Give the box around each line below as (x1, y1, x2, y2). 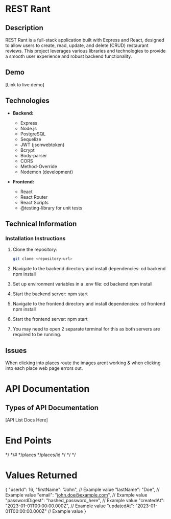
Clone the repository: (12, 246, 58, 253)
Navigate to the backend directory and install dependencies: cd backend (12, 266, 166, 272)
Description (5, 23, 43, 32)
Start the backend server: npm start (12, 291, 88, 297)
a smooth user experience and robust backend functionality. (5, 53, 132, 59)
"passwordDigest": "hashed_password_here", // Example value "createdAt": (5, 497, 165, 503)
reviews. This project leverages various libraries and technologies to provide (5, 48, 166, 54)
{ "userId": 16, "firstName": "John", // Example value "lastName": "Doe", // (5, 486, 160, 492)
